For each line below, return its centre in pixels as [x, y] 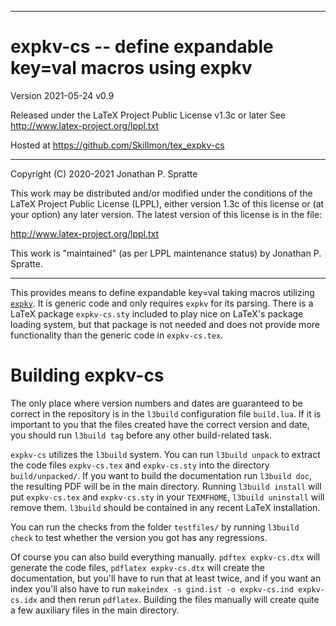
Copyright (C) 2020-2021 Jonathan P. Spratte [104, 173]
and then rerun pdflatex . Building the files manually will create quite [179, 599]
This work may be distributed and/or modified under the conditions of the [161, 193]
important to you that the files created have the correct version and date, [160, 424]
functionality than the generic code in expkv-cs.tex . [117, 335]
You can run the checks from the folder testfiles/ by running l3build [155, 527]
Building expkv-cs [87, 375]
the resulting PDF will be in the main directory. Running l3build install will [166, 486]
